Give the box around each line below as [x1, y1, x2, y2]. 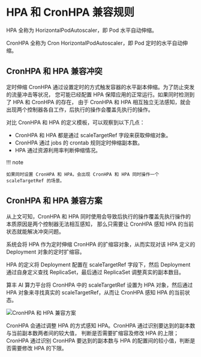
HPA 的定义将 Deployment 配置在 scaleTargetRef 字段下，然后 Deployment [6, 261, 191, 268]
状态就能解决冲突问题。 [6, 228, 64, 235]
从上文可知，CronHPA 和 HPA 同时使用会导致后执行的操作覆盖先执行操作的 [6, 213, 191, 220]
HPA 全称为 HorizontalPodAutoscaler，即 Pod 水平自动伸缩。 [6, 26, 158, 34]
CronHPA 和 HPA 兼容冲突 [6, 66, 103, 76]
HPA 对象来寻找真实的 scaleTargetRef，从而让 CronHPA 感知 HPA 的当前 [6, 288, 185, 296]
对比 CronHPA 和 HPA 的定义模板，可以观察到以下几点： [6, 119, 145, 126]
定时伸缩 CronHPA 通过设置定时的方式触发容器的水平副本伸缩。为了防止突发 [6, 83, 195, 90]
